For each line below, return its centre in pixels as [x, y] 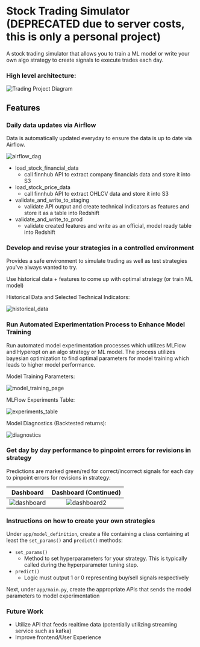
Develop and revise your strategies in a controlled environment [100, 248]
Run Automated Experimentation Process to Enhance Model [96, 324]
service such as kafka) [43, 631]
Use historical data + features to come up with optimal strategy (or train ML [100, 279]
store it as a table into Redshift [61, 213]
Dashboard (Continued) [86, 492]
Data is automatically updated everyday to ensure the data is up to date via [99, 138]
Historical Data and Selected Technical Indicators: [68, 297]
